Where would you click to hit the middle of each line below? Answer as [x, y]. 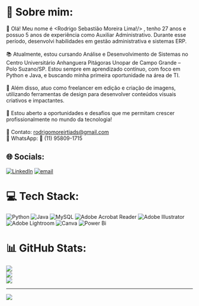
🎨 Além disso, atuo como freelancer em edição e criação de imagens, [91, 88]
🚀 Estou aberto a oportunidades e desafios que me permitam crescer [90, 113]
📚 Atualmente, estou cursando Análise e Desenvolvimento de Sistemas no [97, 54]
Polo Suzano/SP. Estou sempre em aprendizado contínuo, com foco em [93, 69]
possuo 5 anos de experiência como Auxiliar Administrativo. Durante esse [96, 34]
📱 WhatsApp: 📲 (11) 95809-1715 [44, 138]
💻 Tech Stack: [43, 196]
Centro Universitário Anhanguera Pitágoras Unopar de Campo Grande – [94, 62]
